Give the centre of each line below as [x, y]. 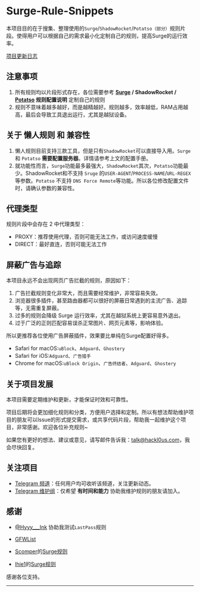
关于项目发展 [30, 384]
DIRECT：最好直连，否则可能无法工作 [61, 244]
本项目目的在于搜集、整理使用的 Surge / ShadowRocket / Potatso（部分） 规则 [93, 28]
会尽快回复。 [22, 447]
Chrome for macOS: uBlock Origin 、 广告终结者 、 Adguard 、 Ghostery [96, 363]
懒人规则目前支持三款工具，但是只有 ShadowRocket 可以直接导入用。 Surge [103, 151]
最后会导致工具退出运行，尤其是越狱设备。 [77, 114]
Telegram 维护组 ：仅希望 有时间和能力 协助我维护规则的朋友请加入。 [99, 490]
